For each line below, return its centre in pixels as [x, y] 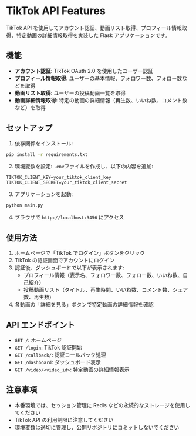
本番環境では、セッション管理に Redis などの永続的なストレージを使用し [102, 405]
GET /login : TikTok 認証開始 [48, 347]
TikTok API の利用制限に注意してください [64, 420]
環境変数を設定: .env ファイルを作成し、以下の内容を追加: [84, 167]
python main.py [25, 205]
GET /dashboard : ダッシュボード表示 [58, 362]
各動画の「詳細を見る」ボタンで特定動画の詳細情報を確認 [84, 305]
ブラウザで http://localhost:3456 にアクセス [69, 217]
